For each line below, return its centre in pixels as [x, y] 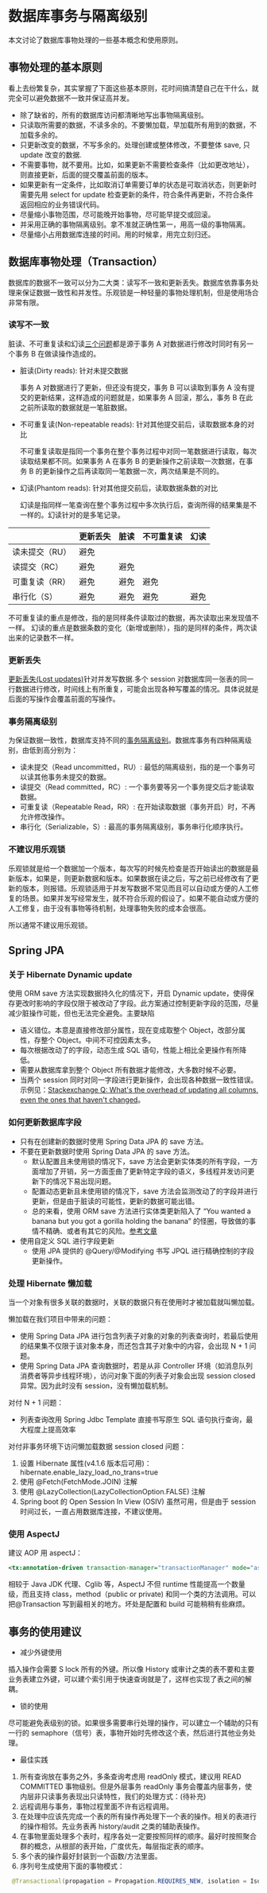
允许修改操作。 [44, 817]
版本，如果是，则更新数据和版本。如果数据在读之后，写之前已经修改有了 [133, 878]
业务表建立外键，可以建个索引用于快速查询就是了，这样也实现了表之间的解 [130, 1679]
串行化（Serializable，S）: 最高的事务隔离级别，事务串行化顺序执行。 [133, 827]
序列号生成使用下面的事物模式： [72, 1866]
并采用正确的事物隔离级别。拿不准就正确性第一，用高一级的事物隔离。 [135, 224]
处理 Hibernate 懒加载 [50, 1283]
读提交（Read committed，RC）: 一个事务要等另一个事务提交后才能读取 [137, 787]
